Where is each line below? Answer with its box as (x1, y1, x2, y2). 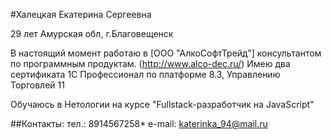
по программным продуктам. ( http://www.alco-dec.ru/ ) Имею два (10, 58, 291, 69)
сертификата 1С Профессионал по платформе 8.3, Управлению (10, 69, 281, 80)
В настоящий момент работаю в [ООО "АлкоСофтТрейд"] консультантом (10, 47, 322, 59)
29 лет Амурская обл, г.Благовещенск (10, 28, 174, 39)
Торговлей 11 (10, 79, 65, 91)
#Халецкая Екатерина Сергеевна (10, 9, 152, 20)
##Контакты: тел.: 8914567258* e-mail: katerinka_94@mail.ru (10, 118, 268, 129)
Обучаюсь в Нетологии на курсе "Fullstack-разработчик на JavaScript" (10, 99, 315, 110)
